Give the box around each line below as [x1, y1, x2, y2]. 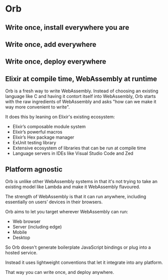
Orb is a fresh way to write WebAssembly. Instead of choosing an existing [5, 88, 159, 94]
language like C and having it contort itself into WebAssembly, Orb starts [5, 93, 156, 99]
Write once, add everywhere [5, 40, 97, 48]
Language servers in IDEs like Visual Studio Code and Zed [12, 150, 134, 156]
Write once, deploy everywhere [5, 58, 106, 66]
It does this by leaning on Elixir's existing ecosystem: [5, 114, 115, 120]
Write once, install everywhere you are [5, 23, 130, 32]
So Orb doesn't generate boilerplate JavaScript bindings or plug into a [5, 244, 151, 250]
